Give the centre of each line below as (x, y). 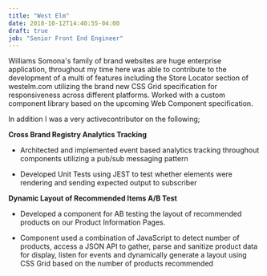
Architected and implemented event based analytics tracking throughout (140, 150)
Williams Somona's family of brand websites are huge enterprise (115, 61)
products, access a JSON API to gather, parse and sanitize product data (139, 246)
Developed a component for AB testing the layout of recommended (131, 214)
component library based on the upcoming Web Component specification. (131, 103)
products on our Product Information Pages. (93, 222)
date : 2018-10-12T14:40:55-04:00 (64, 23)
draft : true (28, 30)
